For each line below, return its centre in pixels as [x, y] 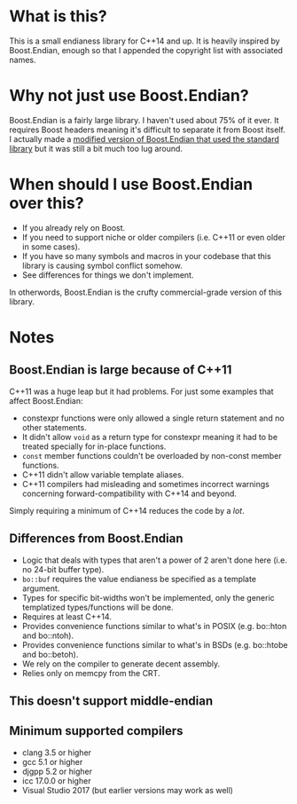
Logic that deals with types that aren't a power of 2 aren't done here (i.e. [155, 560]
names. [23, 59]
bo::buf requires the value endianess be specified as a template [139, 579]
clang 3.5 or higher [56, 753]
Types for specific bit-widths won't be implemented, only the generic [148, 597]
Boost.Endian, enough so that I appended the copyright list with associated [146, 50]
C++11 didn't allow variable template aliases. [103, 474]
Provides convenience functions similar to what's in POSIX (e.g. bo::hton [154, 626]
